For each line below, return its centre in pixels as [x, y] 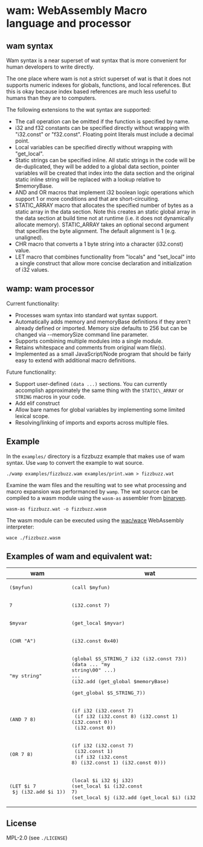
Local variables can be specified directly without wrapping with [94, 147]
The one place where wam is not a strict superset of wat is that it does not [99, 79]
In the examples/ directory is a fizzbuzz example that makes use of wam [96, 456]
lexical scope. [32, 416]
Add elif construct [37, 403]
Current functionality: [33, 303]
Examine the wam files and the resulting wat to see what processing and [96, 485]
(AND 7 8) [23, 719]
